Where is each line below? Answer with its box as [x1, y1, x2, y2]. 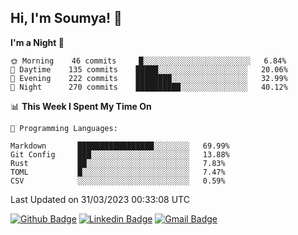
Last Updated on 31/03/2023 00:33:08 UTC [10, 193, 190, 205]
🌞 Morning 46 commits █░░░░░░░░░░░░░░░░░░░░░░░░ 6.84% [10, 56, 287, 66]
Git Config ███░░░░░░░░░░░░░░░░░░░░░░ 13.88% [10, 149, 230, 160]
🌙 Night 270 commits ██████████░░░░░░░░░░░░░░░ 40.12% [10, 82, 288, 92]
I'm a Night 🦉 [10, 36, 65, 48]
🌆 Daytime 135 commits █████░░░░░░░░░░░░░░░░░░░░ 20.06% [10, 64, 288, 75]
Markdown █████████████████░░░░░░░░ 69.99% [10, 141, 230, 151]
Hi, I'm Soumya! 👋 [10, 10, 123, 27]
